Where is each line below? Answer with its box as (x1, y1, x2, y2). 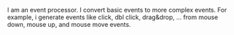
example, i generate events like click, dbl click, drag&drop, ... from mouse (7, 13, 219, 21)
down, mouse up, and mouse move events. (7, 21, 131, 28)
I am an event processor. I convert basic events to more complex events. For (7, 6, 227, 14)
